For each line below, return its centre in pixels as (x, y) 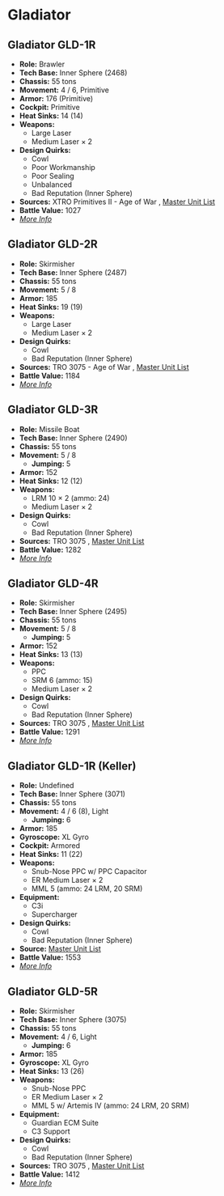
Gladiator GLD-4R (53, 584)
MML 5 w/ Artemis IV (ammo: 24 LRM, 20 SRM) (110, 1105)
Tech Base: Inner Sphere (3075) (73, 1020)
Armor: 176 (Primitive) (56, 98)
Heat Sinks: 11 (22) (51, 855)
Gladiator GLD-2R (53, 244)
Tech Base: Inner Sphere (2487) (73, 272)
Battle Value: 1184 (50, 375)
